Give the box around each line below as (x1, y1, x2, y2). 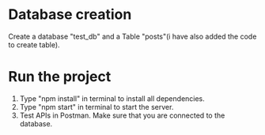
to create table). (8, 39, 61, 49)
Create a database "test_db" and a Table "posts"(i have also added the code (8, 32, 257, 41)
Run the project (8, 68, 112, 86)
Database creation (8, 6, 132, 24)
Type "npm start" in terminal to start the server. (19, 102, 174, 111)
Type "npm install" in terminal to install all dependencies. (19, 93, 206, 103)
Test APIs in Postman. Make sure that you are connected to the (19, 111, 225, 120)
